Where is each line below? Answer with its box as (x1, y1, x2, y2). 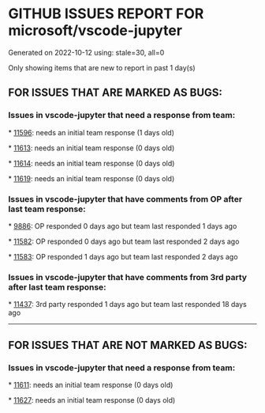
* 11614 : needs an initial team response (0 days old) (8, 158, 175, 168)
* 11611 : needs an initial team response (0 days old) (8, 380, 174, 389)
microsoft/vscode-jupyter (8, 21, 183, 40)
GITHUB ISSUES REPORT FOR (8, 5, 204, 23)
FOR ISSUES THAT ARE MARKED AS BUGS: (8, 86, 223, 100)
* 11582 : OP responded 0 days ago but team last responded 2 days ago (8, 237, 240, 246)
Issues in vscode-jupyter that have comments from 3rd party (8, 271, 247, 282)
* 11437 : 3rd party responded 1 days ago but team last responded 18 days (8, 300, 247, 309)
